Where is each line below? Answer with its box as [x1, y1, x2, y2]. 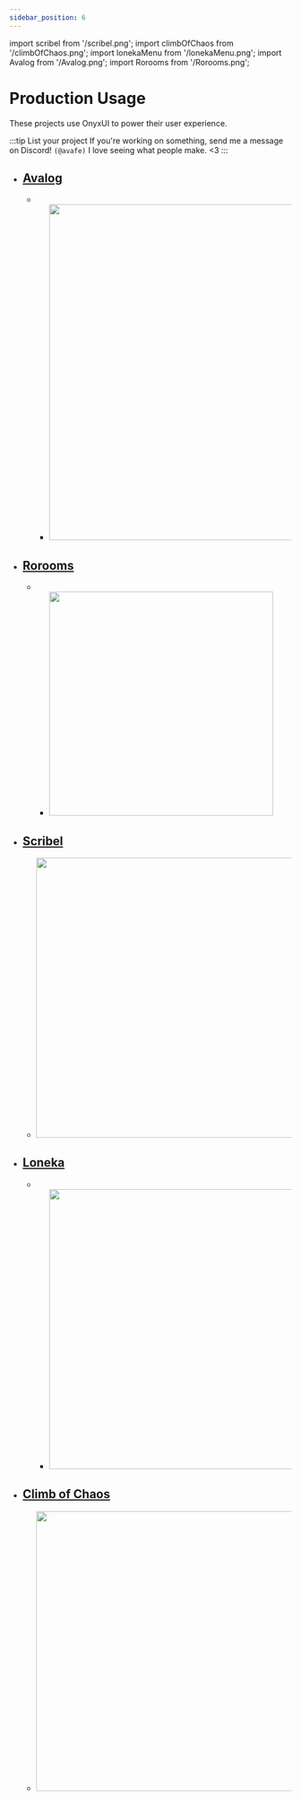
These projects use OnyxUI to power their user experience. [9, 117, 228, 128]
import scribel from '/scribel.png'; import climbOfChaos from [9, 38, 235, 48]
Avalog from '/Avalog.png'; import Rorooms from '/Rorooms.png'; [9, 56, 250, 67]
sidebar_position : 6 [9, 13, 87, 22]
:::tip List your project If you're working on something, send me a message [9, 135, 284, 146]
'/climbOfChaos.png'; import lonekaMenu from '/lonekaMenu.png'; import [9, 47, 282, 58]
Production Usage [9, 88, 146, 108]
